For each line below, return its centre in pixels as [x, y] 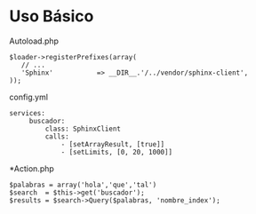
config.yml [29, 97]
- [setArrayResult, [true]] [113, 144]
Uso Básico [52, 16]
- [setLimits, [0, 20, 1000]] [117, 152]
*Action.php [32, 168]
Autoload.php [34, 41]
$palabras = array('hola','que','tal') [83, 185]
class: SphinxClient [83, 129]
